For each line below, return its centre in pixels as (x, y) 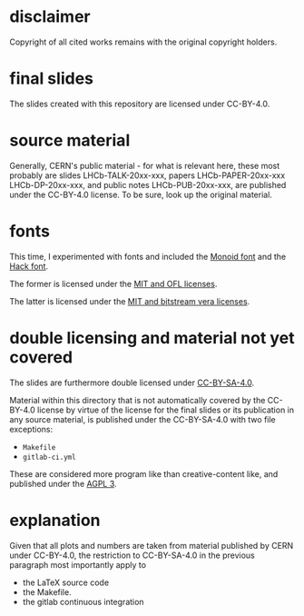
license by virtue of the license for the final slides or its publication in (166, 410)
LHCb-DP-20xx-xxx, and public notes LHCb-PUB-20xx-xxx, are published (148, 184)
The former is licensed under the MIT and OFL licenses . (113, 283)
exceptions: (31, 429)
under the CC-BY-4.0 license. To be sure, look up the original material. (141, 194)
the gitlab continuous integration (83, 601)
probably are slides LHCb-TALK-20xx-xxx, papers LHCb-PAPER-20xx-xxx (147, 175)
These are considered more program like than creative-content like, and (144, 473)
